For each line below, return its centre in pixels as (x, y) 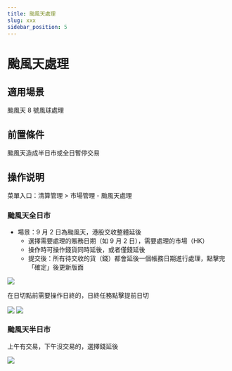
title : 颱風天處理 (32, 14)
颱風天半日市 (29, 329)
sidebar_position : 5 (38, 27)
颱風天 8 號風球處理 (36, 111)
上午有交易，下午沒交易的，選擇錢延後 (63, 346)
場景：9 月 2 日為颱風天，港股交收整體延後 (79, 232)
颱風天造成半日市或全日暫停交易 (53, 153)
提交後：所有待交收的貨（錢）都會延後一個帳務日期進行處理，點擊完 (127, 258)
